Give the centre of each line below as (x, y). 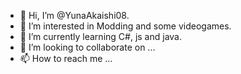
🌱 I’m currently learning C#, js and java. (100, 36)
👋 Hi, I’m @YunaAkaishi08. (74, 15)
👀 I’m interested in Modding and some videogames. (125, 26)
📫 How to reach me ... (66, 58)
